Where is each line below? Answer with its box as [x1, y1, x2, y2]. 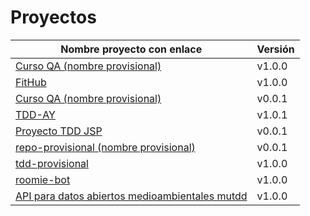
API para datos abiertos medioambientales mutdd [15, 189, 248, 203]
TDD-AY [15, 107, 56, 121]
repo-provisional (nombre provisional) [15, 140, 196, 154]
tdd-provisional [15, 156, 89, 170]
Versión [256, 42, 295, 56]
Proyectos [10, 6, 97, 29]
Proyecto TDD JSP [15, 124, 103, 138]
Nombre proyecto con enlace [60, 42, 203, 56]
